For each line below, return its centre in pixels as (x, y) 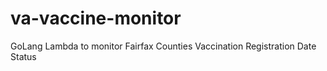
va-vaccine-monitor (96, 18)
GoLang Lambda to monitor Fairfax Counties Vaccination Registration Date (163, 46)
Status (23, 56)
